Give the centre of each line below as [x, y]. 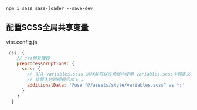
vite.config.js [22, 42]
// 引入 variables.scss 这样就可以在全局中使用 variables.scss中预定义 [109, 74]
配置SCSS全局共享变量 [47, 28]
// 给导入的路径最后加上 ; [55, 80]
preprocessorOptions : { [46, 63]
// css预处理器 [33, 58]
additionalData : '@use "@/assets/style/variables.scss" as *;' [106, 85]
